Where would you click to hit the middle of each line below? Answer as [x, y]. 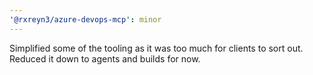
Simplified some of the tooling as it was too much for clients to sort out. [156, 48]
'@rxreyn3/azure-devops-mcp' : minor [85, 19]
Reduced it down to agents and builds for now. [105, 58]
